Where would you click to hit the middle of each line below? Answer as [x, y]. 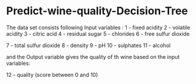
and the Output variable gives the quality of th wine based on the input [93, 57]
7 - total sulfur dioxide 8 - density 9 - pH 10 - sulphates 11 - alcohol [88, 45]
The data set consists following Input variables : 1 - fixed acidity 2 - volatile [98, 27]
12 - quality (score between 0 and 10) [52, 74]
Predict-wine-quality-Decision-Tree [97, 11]
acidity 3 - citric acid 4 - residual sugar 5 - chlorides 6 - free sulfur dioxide [98, 33]
